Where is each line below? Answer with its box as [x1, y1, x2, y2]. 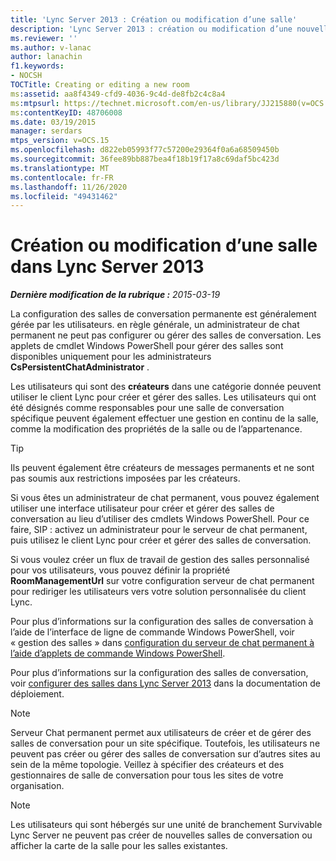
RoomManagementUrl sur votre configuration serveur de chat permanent [10, 575, 315, 587]
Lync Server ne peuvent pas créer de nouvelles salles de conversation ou [10, 829, 313, 841]
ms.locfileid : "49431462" [10, 191, 118, 201]
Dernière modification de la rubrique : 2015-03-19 [10, 289, 221, 301]
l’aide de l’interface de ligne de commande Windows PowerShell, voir [10, 626, 295, 638]
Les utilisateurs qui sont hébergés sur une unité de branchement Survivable [10, 819, 323, 831]
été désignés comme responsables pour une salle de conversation [10, 402, 285, 414]
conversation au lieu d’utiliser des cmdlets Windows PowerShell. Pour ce [10, 513, 310, 525]
